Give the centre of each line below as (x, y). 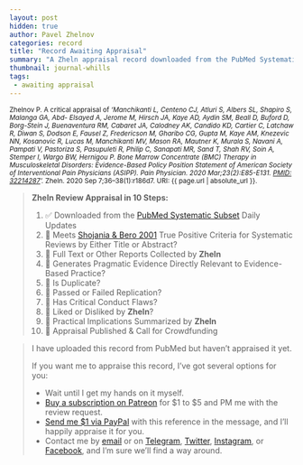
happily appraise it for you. (95, 431)
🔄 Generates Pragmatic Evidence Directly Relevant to (143, 264)
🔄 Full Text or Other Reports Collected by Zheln (133, 254)
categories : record (46, 43)
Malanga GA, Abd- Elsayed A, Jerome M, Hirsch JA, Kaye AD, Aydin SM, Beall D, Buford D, (150, 117)
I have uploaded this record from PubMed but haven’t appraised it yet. (161, 348)
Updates (61, 225)
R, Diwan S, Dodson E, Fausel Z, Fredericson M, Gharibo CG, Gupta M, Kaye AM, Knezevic (150, 133)
